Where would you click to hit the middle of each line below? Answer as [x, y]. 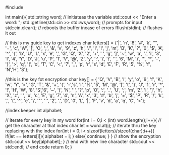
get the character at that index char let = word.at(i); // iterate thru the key [81, 126]
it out [11, 33]
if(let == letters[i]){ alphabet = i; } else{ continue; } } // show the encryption [83, 136]
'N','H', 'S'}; [17, 69]
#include [14, 7]
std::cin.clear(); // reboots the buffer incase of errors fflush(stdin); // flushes [84, 28]
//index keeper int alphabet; [34, 110]
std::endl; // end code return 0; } [39, 147]
